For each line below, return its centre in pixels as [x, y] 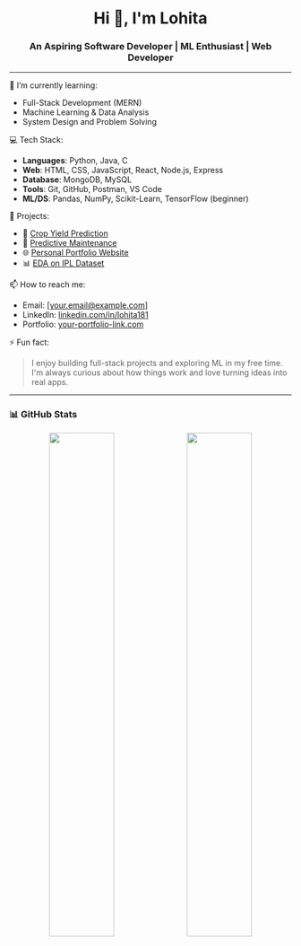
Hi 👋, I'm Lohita [150, 18]
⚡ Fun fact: [29, 342]
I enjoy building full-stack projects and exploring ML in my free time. [157, 364]
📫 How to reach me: [47, 285]
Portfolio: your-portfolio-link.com [83, 324]
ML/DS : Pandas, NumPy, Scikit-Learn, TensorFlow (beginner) [135, 199]
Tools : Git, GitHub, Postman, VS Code [92, 189]
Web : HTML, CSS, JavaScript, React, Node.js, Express [123, 171]
